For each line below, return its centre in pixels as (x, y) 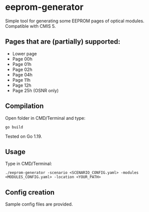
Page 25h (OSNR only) (35, 90)
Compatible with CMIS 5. (31, 26)
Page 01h (22, 64)
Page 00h (22, 59)
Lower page (25, 53)
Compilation (24, 106)
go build (14, 127)
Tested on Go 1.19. (24, 136)
